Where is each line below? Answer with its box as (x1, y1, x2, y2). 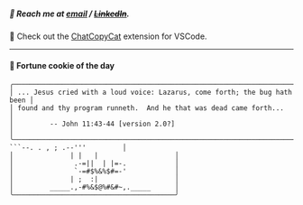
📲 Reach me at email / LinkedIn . (9, 8, 130, 19)
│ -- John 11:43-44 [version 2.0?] (9, 119, 176, 129)
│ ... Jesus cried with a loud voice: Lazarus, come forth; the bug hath (9, 88, 293, 98)
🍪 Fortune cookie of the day (9, 60, 115, 70)
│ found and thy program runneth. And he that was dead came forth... (9, 104, 284, 113)
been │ (9, 96, 34, 105)
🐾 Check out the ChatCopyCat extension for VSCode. (9, 31, 207, 42)
